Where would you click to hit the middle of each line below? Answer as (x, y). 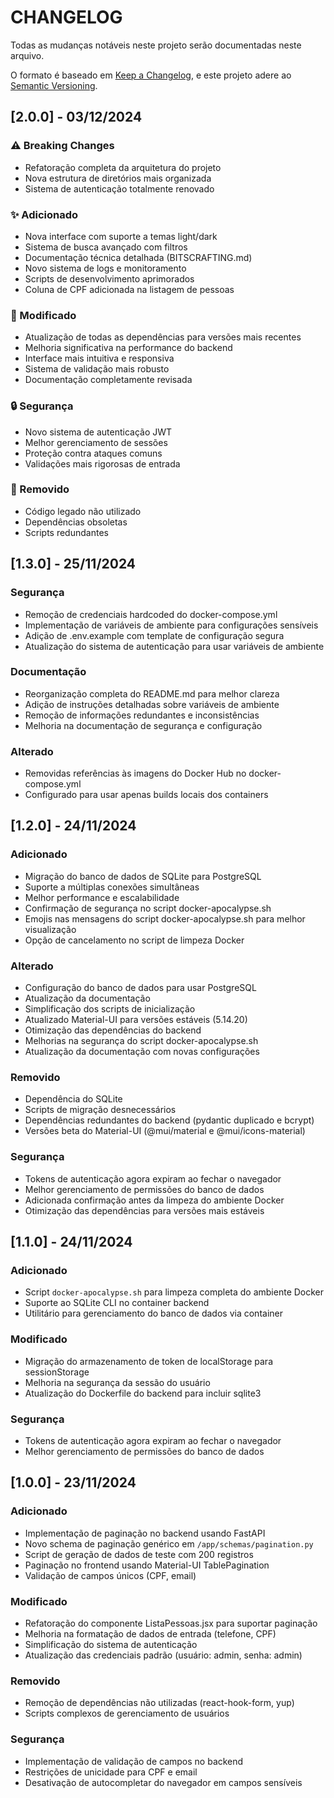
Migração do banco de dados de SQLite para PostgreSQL (143, 876)
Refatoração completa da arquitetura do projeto (123, 167)
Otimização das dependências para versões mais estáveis (144, 1210)
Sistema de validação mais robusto (97, 369)
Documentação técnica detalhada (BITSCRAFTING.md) (138, 257)
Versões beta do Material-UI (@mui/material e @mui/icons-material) (165, 1131)
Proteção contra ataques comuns (93, 453)
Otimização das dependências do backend (113, 1030)
